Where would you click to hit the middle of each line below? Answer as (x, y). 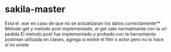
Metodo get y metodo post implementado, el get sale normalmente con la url (86, 28)
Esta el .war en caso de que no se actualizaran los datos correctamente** (83, 23)
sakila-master (35, 9)
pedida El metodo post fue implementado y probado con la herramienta (80, 34)
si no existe (17, 44)
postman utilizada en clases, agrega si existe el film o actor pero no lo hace (84, 39)
